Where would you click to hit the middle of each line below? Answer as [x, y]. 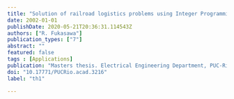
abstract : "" [26, 46]
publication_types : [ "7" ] [45, 40]
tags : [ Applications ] [40, 59]
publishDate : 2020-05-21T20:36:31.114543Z [70, 26]
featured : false [31, 53]
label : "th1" [26, 78]
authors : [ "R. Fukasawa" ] [45, 33]
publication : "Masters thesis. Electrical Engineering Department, [107, 66]
